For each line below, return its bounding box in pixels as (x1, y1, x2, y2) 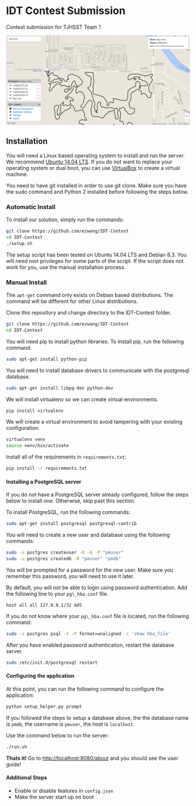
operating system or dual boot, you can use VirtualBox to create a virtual (6, 164, 180, 171)
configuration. (6, 425, 40, 432)
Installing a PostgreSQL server (6, 478, 82, 485)
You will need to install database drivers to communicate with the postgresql (6, 367, 190, 374)
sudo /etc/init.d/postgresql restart (6, 660, 98, 665)
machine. (6, 170, 29, 177)
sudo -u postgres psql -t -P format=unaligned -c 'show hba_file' (6, 631, 171, 637)
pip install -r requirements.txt (6, 466, 87, 472)
